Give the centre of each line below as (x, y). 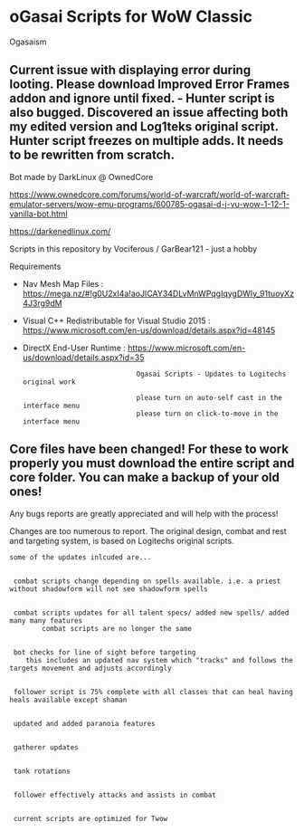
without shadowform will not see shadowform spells (109, 589)
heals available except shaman (68, 700)
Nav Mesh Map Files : (63, 283)
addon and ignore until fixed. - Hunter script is (142, 98)
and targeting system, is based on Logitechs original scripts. (122, 540)
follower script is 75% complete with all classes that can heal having (153, 692)
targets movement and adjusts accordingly (90, 668)
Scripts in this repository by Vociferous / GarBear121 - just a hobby (133, 248)
